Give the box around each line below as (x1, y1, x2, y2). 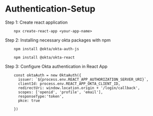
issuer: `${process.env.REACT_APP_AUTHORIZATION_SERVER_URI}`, (17, 77, 149, 82)
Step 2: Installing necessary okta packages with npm (5, 37, 111, 43)
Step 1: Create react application (5, 19, 68, 25)
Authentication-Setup (5, 3, 96, 14)
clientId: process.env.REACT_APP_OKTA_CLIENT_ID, (17, 81, 120, 86)
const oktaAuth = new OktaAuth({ (14, 72, 82, 78)
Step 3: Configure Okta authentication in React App (5, 63, 108, 69)
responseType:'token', (17, 94, 64, 99)
